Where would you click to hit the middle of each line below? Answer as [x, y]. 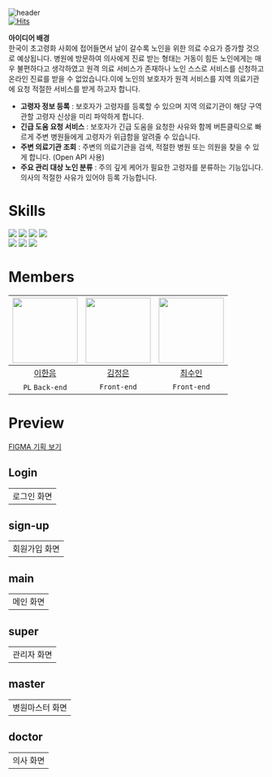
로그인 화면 [32, 496]
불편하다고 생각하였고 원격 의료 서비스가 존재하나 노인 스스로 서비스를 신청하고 [140, 68]
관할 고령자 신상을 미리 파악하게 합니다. [82, 116]
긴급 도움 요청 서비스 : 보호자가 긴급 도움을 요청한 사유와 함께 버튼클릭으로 [136, 127]
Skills [27, 211]
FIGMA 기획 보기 [35, 446]
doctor [26, 737]
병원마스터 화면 [40, 707]
